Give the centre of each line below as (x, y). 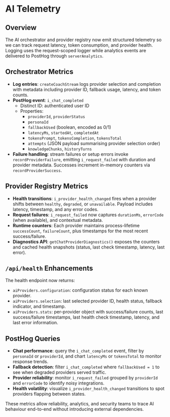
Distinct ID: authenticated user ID (55, 106)
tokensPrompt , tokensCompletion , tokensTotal (75, 138)
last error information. (35, 323)
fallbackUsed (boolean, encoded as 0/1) (70, 127)
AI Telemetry (33, 9)
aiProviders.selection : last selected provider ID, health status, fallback (87, 301)
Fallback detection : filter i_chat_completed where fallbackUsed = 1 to (86, 367)
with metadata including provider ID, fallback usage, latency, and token (87, 89)
